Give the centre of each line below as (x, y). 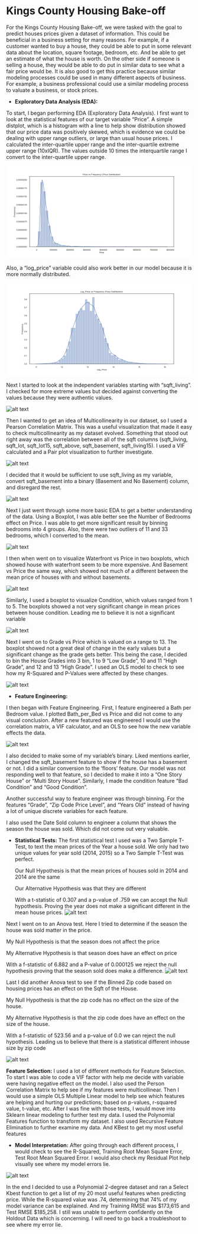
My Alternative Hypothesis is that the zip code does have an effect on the (95, 1018)
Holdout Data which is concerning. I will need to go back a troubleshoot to (96, 1218)
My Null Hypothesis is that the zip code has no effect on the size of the (92, 1000)
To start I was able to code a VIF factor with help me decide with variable (95, 1077)
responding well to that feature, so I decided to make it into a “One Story (94, 774)
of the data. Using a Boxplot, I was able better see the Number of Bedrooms (98, 516)
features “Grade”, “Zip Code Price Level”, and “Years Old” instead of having (98, 805)
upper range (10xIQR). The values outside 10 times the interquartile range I (97, 150)
